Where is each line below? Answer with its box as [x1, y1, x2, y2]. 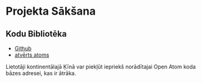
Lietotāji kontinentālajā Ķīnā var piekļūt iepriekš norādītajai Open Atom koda [5, 63, 196, 70]
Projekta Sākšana [5, 4, 96, 18]
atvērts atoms [14, 51, 49, 59]
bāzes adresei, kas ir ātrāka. [5, 70, 77, 77]
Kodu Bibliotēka [5, 29, 67, 39]
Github [14, 45, 32, 52]
